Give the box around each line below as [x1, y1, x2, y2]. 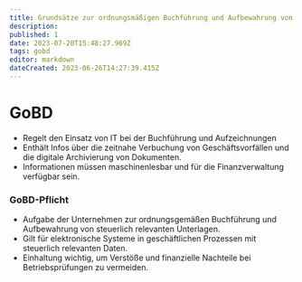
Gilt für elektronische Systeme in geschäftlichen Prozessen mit [22, 233, 257, 244]
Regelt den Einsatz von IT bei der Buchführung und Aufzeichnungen [22, 132, 278, 143]
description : [9, 22, 59, 31]
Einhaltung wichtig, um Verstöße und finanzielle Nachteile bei [22, 252, 251, 263]
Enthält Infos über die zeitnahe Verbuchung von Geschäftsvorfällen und [22, 142, 289, 153]
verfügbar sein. [22, 171, 80, 182]
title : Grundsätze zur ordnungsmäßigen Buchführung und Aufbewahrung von [9, 13, 294, 23]
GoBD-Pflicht [9, 193, 70, 206]
